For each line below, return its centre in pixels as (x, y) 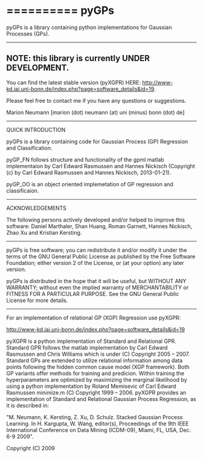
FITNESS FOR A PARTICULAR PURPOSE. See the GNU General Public (93, 293)
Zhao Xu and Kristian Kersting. (44, 232)
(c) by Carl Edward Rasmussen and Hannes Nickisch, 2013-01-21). (89, 172)
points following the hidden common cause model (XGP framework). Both (98, 367)
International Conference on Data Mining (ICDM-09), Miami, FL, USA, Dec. (99, 430)
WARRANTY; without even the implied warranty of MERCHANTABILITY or (98, 287)
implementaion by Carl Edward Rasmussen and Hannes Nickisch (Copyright (101, 166)
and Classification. (29, 148)
